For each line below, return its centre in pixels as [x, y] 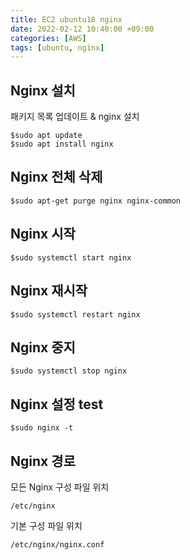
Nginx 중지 [43, 347]
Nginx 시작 [43, 234]
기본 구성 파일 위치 [46, 525]
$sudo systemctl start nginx [71, 257]
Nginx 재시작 [49, 291]
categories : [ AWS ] [48, 38]
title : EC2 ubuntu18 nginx [66, 19]
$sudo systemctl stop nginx [69, 371]
